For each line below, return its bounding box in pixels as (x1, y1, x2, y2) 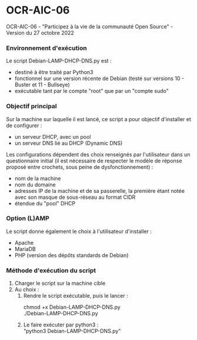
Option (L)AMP (6, 214, 50, 222)
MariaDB (14, 245, 36, 252)
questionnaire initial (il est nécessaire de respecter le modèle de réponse (6, 157, 182, 164)
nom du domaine (14, 181, 56, 188)
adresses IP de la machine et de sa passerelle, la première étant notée (14, 187, 185, 194)
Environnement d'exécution (6, 44, 87, 52)
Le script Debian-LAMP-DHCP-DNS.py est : (6, 57, 112, 65)
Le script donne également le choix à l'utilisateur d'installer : (6, 228, 152, 235)
